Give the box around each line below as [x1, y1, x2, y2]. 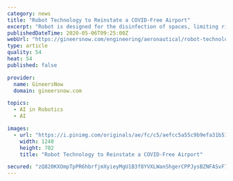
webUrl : [7, 36, 30, 43]
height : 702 [19, 144, 54, 151]
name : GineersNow [13, 80, 64, 87]
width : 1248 [19, 138, 54, 145]
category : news [7, 10, 51, 17]
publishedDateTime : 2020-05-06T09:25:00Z [7, 29, 129, 37]
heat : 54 [7, 55, 33, 62]
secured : [7, 164, 33, 171]
